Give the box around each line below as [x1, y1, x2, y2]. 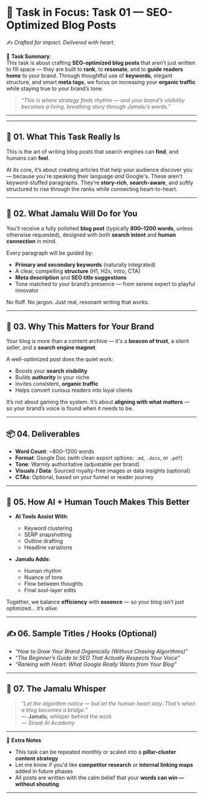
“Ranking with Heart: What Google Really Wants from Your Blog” [14, 660, 177, 668]
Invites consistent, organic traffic [14, 380, 98, 388]
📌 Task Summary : [6, 53, 51, 60]
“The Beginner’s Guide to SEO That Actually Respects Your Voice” [14, 654, 180, 661]
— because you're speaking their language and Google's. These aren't [6, 172, 182, 180]
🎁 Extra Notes [6, 736, 42, 743]
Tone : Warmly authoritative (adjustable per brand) [14, 461, 140, 468]
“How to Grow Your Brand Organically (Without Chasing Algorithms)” [14, 647, 188, 655]
